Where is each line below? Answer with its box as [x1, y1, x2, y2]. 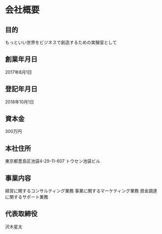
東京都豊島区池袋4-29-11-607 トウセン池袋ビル [5, 158, 101, 164]
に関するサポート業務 [5, 194, 48, 200]
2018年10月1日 [5, 99, 34, 104]
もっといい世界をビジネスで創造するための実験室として [5, 40, 117, 45]
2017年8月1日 [5, 69, 32, 75]
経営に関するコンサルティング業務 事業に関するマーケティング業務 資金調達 [5, 188, 158, 194]
